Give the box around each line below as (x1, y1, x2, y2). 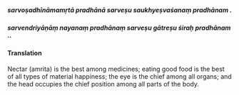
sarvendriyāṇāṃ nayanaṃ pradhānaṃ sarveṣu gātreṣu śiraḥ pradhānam (7, 23, 231, 32)
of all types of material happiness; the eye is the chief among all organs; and (7, 72, 232, 81)
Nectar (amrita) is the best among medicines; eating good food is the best (7, 65, 225, 73)
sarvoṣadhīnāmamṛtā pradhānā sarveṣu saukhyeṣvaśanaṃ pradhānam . (7, 6, 233, 14)
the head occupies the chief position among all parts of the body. (7, 79, 200, 88)
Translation (7, 49, 42, 57)
